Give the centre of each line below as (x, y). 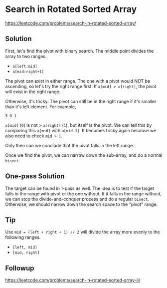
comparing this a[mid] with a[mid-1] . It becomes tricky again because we (81, 130)
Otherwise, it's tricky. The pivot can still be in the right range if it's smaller (81, 101)
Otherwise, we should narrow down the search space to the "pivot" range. (82, 204)
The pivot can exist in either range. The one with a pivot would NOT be (78, 81)
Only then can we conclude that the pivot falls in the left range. (70, 145)
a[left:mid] (25, 66)
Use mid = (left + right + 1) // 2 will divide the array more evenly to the (83, 232)
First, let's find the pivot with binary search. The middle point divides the (80, 51)
